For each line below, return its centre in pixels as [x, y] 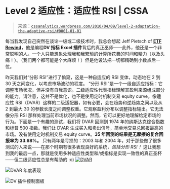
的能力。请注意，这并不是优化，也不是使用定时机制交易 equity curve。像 [81, 96]
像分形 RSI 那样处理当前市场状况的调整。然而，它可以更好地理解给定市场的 [83, 115]
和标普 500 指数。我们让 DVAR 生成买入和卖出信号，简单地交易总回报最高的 [84, 128]
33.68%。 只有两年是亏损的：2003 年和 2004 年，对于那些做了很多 [91, 140]
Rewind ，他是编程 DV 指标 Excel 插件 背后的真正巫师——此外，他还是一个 [81, 47]
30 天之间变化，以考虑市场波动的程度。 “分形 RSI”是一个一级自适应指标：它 [84, 83]
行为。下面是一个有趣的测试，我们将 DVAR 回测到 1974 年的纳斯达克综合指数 [85, 121]
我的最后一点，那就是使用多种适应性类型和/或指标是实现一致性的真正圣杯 [86, 153]
